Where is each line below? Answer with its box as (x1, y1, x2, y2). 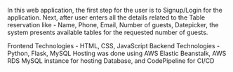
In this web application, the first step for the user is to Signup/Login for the (7, 6, 222, 14)
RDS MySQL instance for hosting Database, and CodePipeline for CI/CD (7, 57, 215, 65)
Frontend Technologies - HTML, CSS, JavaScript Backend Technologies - (7, 42, 220, 50)
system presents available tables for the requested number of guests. (7, 28, 208, 36)
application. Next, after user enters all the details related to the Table (7, 13, 206, 22)
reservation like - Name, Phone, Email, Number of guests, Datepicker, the (7, 21, 219, 29)
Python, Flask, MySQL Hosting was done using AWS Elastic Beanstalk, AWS (7, 49, 227, 57)
